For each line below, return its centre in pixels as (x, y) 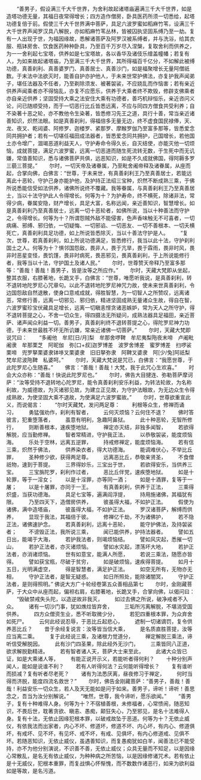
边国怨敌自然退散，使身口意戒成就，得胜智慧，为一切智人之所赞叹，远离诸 (98, 293)
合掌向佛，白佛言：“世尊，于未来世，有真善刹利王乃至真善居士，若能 (102, 173)
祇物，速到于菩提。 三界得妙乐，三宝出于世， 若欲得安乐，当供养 (97, 464)
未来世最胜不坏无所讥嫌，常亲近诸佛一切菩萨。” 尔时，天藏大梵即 (106, 330)
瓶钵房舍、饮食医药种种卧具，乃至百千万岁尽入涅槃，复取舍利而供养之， (106, 46)
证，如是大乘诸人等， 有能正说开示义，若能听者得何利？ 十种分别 (97, 659)
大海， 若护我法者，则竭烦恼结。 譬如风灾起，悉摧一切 (115, 539)
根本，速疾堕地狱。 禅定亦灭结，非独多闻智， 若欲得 (119, 427)
